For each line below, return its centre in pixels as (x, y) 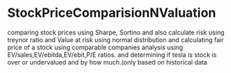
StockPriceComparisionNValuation (112, 13)
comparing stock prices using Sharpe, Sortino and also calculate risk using (116, 32)
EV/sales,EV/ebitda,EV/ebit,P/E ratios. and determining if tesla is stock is (112, 55)
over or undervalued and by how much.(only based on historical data (107, 62)
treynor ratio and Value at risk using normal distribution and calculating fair (115, 39)
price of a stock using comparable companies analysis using (95, 47)
